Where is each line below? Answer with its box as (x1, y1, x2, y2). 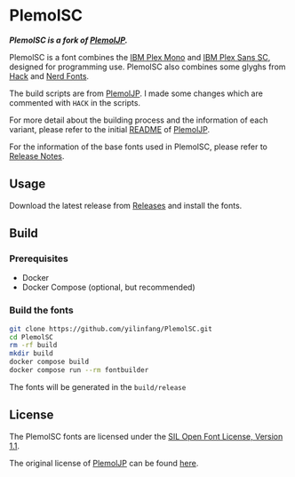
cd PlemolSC (9, 332, 53, 342)
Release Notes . (9, 150, 65, 161)
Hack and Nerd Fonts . (9, 70, 90, 81)
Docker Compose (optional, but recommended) (21, 282, 195, 293)
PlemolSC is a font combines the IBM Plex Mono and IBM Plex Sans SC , (9, 52, 271, 62)
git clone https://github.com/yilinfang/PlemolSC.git (9, 324, 213, 333)
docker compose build (9, 357, 90, 367)
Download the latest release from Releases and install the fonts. (9, 200, 243, 211)
